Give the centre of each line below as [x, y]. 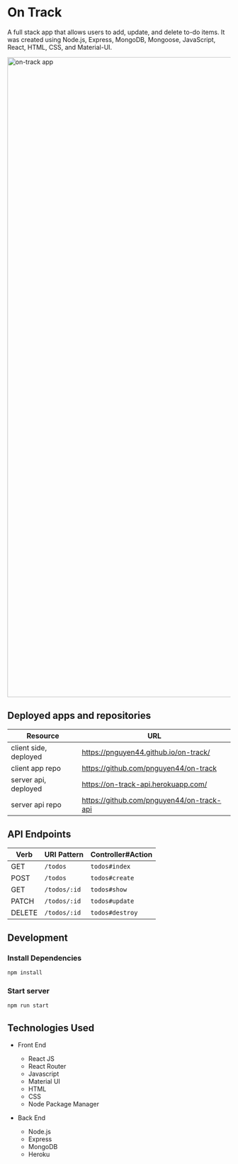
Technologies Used [51, 1028]
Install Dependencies [45, 958]
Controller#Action [121, 854]
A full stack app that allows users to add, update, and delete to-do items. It [116, 32]
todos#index [110, 866]
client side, [29, 747]
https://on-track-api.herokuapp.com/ [144, 784]
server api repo [36, 804]
